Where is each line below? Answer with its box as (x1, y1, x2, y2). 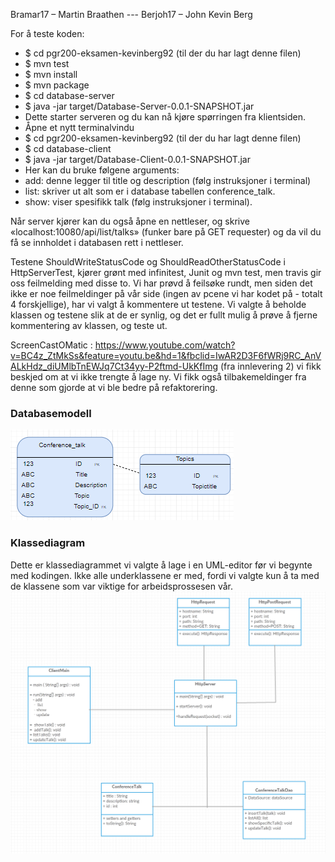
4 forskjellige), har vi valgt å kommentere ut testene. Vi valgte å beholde (10, 299, 307, 310)
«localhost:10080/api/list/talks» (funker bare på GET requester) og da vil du (10, 226, 322, 238)
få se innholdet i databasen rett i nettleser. (10, 237, 184, 248)
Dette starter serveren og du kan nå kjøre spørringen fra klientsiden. (24, 111, 307, 123)
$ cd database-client (24, 143, 112, 154)
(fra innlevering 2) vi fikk (219, 360, 322, 372)
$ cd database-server (24, 90, 115, 101)
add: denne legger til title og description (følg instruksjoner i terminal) (24, 175, 312, 186)
